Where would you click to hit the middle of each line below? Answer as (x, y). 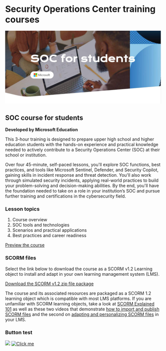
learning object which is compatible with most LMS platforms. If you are (79, 299)
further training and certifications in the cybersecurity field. (66, 196)
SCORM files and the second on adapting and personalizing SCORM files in (82, 314)
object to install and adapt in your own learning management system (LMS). (82, 274)
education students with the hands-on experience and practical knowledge (82, 144)
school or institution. (26, 155)
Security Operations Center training (81, 9)
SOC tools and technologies (41, 225)
